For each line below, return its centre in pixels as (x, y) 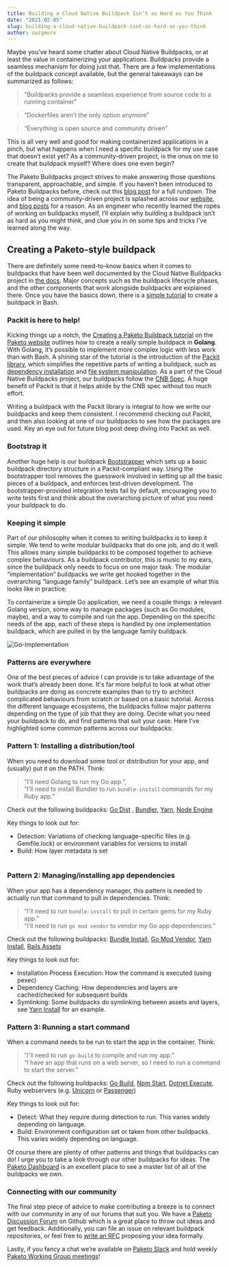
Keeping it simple (37, 523)
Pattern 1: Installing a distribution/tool (71, 746)
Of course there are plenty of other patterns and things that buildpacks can (113, 1152)
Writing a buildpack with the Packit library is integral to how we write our (109, 407)
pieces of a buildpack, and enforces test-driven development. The (100, 483)
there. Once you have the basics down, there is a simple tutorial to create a (113, 295)
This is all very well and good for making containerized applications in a (108, 142)
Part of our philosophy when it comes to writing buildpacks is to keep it (107, 537)
